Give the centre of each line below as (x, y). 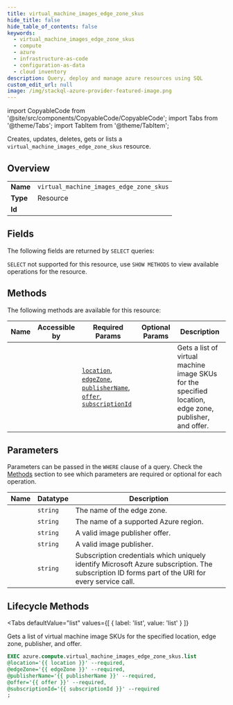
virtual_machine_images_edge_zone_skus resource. (79, 146)
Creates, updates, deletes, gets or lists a (65, 139)
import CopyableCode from (46, 111)
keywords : (21, 33)
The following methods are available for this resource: (84, 310)
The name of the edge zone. (121, 511)
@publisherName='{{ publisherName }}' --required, (82, 676)
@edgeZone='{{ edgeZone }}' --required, (67, 669)
